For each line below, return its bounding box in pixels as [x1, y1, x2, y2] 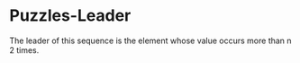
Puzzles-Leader [9, 5, 132, 26]
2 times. [9, 44, 40, 55]
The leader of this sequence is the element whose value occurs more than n [9, 35, 292, 46]
